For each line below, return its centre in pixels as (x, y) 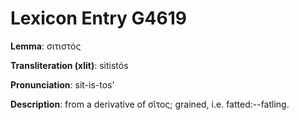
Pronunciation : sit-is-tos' (62, 84)
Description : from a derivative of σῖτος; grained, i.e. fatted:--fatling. (150, 104)
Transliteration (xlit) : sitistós (69, 65)
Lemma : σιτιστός (46, 46)
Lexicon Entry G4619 (98, 18)
